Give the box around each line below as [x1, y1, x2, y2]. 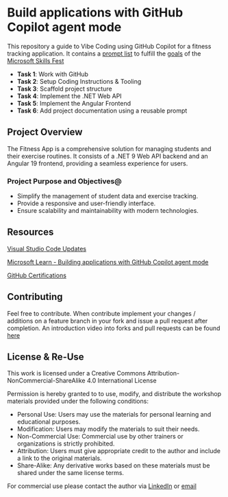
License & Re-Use [7, 351, 84, 363]
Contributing [7, 291, 63, 303]
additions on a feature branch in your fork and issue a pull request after [7, 316, 208, 325]
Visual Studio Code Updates [7, 244, 87, 253]
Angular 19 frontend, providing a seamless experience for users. [7, 159, 188, 167]
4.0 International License [86, 376, 157, 385]
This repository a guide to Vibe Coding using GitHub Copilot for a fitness [7, 42, 212, 50]
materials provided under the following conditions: [7, 397, 149, 406]
